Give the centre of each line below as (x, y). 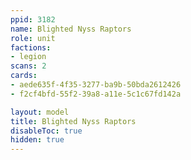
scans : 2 (28, 66)
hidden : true (37, 140)
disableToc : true (46, 131)
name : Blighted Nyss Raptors (71, 29)
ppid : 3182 (33, 19)
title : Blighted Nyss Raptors (73, 121)
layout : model (40, 112)
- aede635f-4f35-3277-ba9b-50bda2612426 (96, 85)
